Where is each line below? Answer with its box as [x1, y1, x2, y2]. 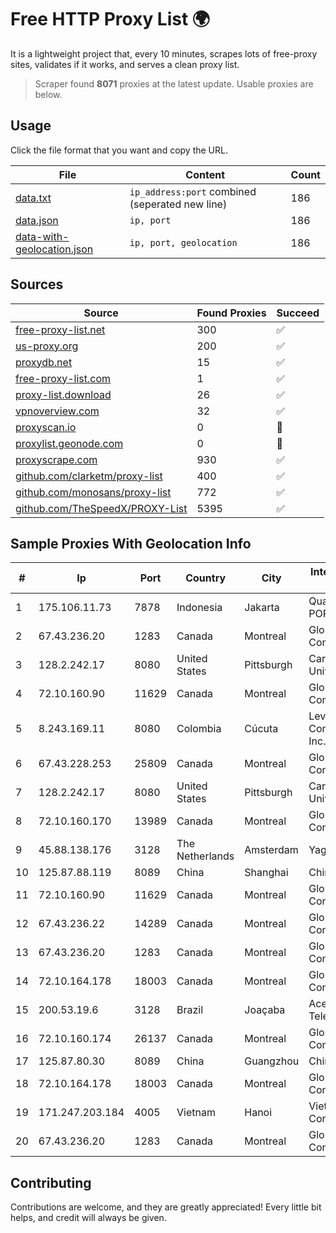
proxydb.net [15, 355, 73, 369]
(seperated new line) [129, 197, 228, 211]
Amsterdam [244, 843, 299, 857]
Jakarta [244, 601, 280, 615]
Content [185, 167, 226, 181]
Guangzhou [244, 1054, 300, 1068]
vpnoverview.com [15, 404, 100, 418]
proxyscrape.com [15, 452, 98, 466]
